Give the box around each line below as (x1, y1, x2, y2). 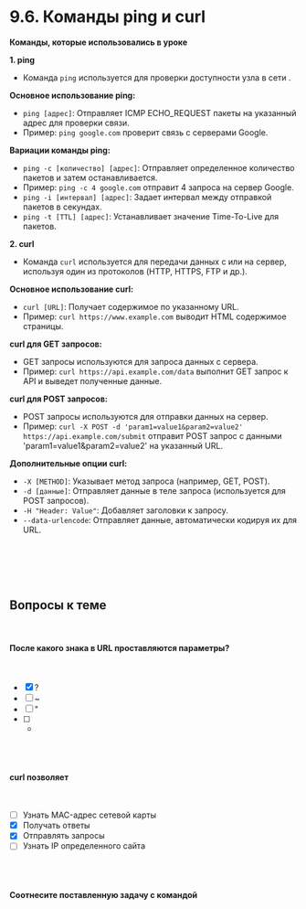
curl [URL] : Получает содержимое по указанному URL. (22, 301, 239, 312)
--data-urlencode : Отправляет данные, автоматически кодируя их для (22, 514, 298, 525)
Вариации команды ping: (9, 144, 111, 155)
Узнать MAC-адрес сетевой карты (22, 809, 157, 820)
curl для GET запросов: (9, 338, 102, 349)
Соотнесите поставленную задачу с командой (9, 890, 198, 900)
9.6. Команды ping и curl (9, 6, 206, 27)
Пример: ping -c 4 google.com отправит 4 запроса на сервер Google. (22, 181, 294, 193)
